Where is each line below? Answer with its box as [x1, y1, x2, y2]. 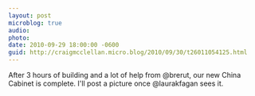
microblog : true [8, 19, 62, 27]
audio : [8, 26, 30, 34]
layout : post [8, 11, 52, 20]
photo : [8, 33, 30, 42]
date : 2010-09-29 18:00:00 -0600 [8, 41, 120, 49]
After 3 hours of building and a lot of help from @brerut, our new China [8, 71, 241, 79]
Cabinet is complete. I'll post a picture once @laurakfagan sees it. [8, 79, 224, 88]
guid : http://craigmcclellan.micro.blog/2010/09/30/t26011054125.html [8, 48, 248, 56]
